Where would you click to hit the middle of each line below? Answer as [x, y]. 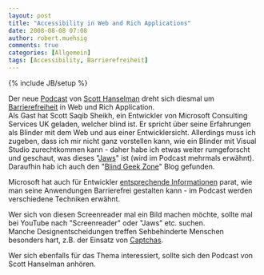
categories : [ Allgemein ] [50, 53]
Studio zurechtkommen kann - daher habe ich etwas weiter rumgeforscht [129, 149]
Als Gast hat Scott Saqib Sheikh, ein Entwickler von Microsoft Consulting [128, 115]
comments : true [34, 46]
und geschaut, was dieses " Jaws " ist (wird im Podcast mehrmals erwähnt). [131, 157]
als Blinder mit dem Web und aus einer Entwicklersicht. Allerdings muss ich [132, 132]
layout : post [30, 16]
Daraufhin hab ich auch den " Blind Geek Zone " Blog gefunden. [112, 166]
